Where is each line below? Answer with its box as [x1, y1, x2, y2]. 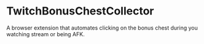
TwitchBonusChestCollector [6, 4, 154, 18]
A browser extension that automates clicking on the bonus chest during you [6, 24, 198, 31]
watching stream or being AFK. [6, 30, 85, 37]
